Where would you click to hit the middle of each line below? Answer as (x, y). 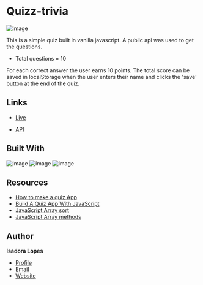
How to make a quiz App (46, 197)
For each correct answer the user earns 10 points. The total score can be (98, 70)
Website (26, 276)
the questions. (24, 47)
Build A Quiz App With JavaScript (57, 204)
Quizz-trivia (37, 11)
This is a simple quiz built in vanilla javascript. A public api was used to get (100, 40)
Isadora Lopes (25, 251)
